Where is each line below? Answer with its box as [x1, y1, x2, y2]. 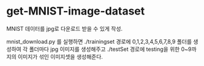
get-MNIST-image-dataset [6, 4, 145, 18]
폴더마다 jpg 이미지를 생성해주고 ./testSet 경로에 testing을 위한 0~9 [29, 45, 192, 53]
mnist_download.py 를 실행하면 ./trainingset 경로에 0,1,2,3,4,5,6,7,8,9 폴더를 [6, 38, 192, 45]
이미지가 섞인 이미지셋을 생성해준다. [17, 53, 103, 60]
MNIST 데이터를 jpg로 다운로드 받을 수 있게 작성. [6, 25, 123, 32]
